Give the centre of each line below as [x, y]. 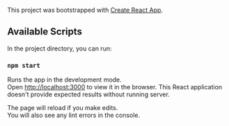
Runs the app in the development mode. [64, 80]
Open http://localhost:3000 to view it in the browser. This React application [115, 87]
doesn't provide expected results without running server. [89, 94]
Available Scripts [45, 31]
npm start [24, 65]
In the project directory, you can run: [60, 48]
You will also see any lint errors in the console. [74, 115]
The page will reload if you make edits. [63, 108]
